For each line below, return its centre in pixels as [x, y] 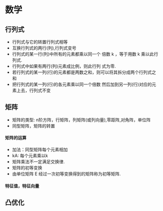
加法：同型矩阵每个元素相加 [40, 150]
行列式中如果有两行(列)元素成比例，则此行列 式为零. [64, 66]
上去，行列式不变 [34, 90]
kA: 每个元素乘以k [30, 156]
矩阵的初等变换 [27, 168]
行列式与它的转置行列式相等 [40, 42]
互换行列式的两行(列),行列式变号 [44, 48]
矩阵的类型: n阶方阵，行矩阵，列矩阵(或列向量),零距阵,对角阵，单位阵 [81, 120]
